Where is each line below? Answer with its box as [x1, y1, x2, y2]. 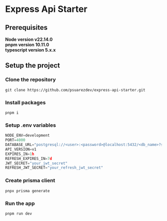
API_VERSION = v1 [5, 147, 37, 152]
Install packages [5, 99, 46, 106]
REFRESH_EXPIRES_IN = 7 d [5, 156, 52, 161]
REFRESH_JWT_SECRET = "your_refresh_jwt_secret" [5, 165, 103, 170]
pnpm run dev [5, 211, 32, 216]
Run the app [5, 200, 35, 207]
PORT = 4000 [5, 138, 26, 143]
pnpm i [5, 110, 19, 115]
